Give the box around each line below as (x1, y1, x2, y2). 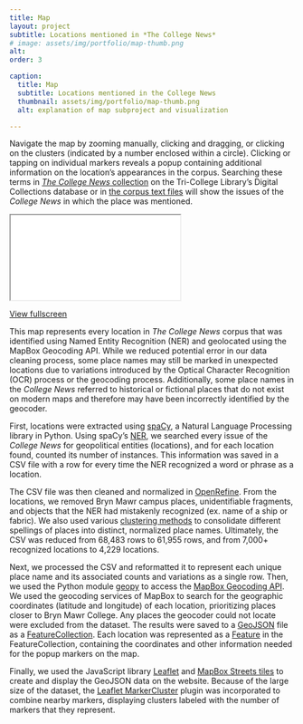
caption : (9, 72, 43, 82)
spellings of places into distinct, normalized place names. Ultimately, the (9, 525, 279, 536)
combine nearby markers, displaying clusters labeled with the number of (9, 695, 280, 706)
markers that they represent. (9, 704, 116, 716)
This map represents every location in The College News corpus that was (9, 326, 283, 337)
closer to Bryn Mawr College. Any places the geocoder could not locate (9, 610, 276, 621)
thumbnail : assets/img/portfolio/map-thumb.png (17, 97, 201, 106)
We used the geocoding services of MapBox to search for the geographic (9, 591, 283, 602)
